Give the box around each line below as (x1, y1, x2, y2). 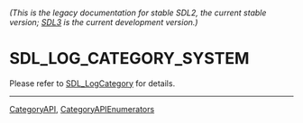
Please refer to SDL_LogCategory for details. (9, 77, 176, 89)
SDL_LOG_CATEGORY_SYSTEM (9, 48, 250, 68)
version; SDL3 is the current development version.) (9, 16, 198, 27)
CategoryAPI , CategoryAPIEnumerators (9, 103, 155, 114)
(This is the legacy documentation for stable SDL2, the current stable (9, 7, 267, 18)
